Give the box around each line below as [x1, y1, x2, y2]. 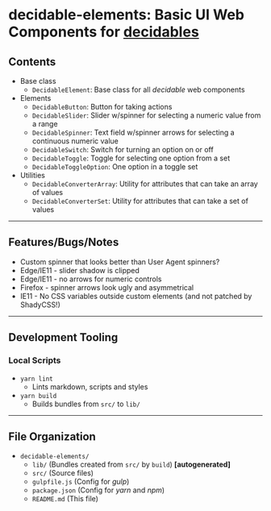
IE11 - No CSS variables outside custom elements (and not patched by [19, 291, 252, 301]
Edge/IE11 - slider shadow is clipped [19, 265, 140, 275]
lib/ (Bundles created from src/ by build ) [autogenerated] [31, 459, 231, 469]
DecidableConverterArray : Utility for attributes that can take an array [31, 179, 258, 189]
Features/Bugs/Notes [8, 235, 119, 249]
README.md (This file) [31, 494, 99, 504]
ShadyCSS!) [19, 300, 60, 310]
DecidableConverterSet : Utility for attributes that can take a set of [31, 196, 248, 206]
